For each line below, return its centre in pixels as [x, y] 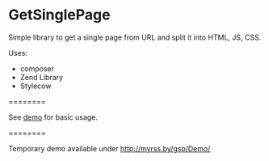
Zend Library [41, 77]
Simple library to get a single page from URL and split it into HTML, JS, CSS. [135, 37]
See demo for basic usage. [53, 117]
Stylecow [36, 86]
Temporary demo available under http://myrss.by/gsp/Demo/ [109, 148]
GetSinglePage [59, 15]
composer [37, 68]
